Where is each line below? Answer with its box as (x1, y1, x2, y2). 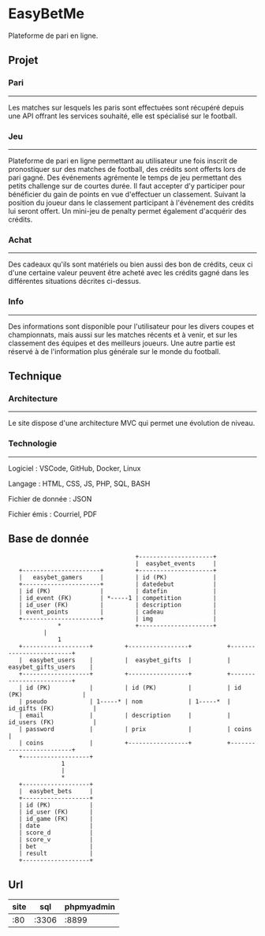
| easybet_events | (135, 560, 217, 568)
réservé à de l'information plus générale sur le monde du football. (8, 346, 221, 356)
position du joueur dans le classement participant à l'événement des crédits (8, 198, 255, 207)
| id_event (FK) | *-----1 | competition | (18, 595, 217, 602)
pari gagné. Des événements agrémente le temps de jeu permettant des (8, 173, 242, 182)
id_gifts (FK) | (8, 705, 97, 713)
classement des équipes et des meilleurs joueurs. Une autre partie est (8, 338, 236, 348)
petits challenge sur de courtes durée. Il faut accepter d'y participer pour (8, 181, 245, 190)
